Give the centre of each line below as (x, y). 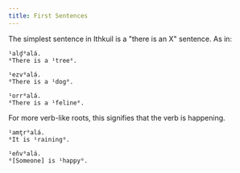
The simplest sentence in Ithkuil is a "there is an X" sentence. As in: (120, 39)
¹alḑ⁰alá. (25, 53)
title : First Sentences (48, 16)
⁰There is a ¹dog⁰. (41, 81)
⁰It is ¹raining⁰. (39, 139)
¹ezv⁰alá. (25, 74)
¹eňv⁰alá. (25, 154)
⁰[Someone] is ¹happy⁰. (48, 161)
